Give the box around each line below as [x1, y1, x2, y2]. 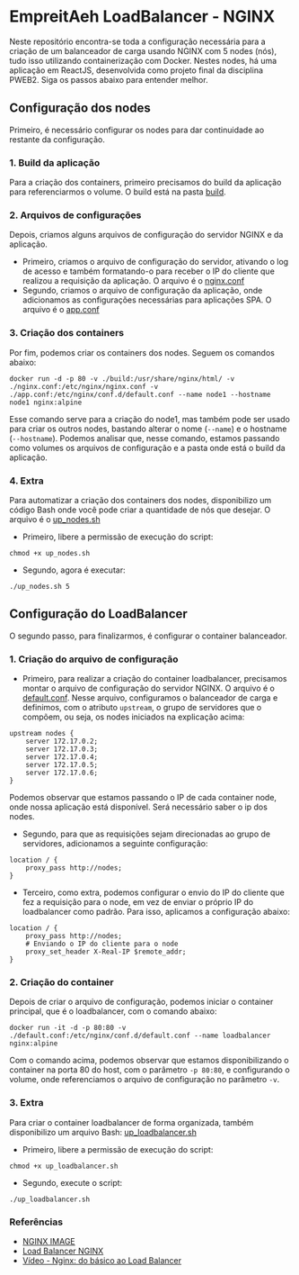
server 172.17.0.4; [25, 753, 99, 762]
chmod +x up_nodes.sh [9, 548, 91, 557]
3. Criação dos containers [9, 327, 124, 339]
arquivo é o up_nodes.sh [9, 513, 101, 524]
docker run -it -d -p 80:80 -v [9, 1024, 127, 1033]
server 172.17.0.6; [25, 768, 99, 778]
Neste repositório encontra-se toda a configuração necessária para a [9, 36, 267, 47]
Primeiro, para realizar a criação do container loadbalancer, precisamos [22, 674, 287, 684]
